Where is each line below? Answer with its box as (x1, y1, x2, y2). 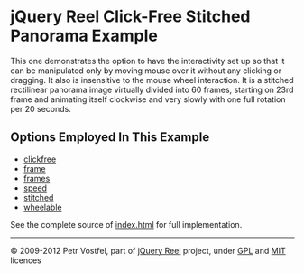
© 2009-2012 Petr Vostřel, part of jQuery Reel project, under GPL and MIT (10, 245, 287, 256)
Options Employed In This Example (10, 129, 210, 146)
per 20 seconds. (10, 103, 71, 114)
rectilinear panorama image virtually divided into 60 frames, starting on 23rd (10, 84, 294, 95)
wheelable (23, 202, 62, 212)
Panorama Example (10, 25, 159, 46)
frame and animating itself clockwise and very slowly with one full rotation (10, 93, 286, 105)
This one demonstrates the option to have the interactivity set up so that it (10, 55, 285, 66)
